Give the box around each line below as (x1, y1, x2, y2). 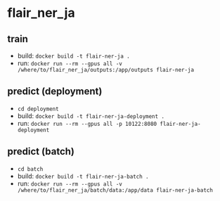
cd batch (17, 165, 44, 173)
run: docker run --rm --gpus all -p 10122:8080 (17, 119, 157, 127)
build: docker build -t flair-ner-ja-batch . (17, 171, 149, 180)
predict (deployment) (7, 86, 103, 98)
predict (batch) (7, 145, 75, 157)
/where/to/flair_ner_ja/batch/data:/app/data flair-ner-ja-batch (17, 186, 213, 194)
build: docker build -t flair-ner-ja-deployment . (17, 111, 165, 120)
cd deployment (17, 105, 59, 112)
